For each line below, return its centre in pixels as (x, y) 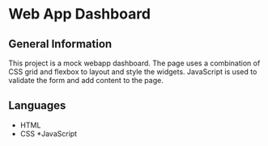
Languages (37, 106)
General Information (60, 44)
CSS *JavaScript (49, 133)
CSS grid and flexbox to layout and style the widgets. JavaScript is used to (133, 72)
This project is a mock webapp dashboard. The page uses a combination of (134, 63)
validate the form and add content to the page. (86, 80)
